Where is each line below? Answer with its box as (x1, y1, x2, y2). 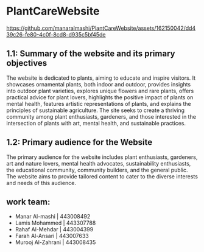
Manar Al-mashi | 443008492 (15, 213, 91, 220)
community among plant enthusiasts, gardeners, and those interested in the (6, 113, 197, 120)
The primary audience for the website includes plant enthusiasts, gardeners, (6, 153, 198, 161)
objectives (6, 58, 47, 68)
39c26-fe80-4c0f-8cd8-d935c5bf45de (6, 30, 106, 38)
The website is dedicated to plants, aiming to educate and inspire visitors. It (6, 74, 196, 82)
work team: (6, 197, 51, 207)
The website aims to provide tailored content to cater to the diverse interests (6, 172, 198, 180)
